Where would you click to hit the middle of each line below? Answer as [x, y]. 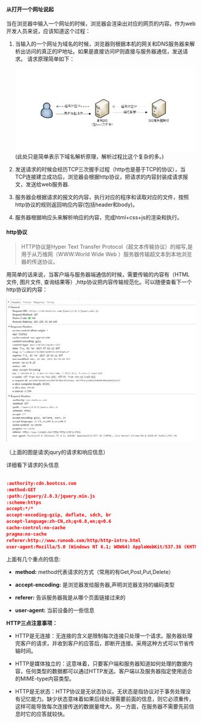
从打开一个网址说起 [30, 9]
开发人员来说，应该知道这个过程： [48, 31]
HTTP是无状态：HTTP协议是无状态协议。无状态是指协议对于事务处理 [100, 691]
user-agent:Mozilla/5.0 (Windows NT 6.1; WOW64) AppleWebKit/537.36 [94, 547]
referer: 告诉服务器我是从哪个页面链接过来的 [70, 597]
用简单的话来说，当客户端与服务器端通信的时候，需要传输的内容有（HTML [98, 274]
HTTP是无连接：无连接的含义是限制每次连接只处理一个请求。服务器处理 [104, 636]
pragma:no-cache [26, 534]
